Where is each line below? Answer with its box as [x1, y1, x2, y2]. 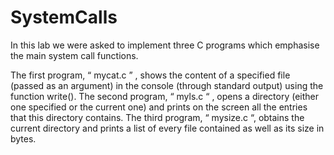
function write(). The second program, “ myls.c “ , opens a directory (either [10, 90, 319, 102]
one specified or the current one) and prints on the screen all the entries [10, 101, 308, 113]
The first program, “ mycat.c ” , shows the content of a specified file [10, 69, 291, 81]
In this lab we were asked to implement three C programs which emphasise [10, 39, 320, 51]
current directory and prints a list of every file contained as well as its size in [10, 122, 325, 134]
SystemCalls [10, 6, 118, 29]
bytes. [10, 132, 37, 145]
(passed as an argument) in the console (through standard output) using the [10, 79, 324, 91]
